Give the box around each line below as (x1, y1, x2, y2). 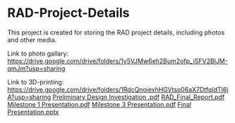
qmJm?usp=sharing (7, 64, 66, 72)
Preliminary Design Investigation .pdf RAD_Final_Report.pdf (52, 93, 225, 101)
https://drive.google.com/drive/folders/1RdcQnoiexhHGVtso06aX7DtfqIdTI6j (7, 85, 229, 93)
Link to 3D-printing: (7, 77, 64, 86)
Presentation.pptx (7, 108, 59, 116)
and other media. (7, 35, 57, 44)
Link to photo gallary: (7, 49, 69, 58)
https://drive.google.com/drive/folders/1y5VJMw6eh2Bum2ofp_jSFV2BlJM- (7, 56, 228, 65)
